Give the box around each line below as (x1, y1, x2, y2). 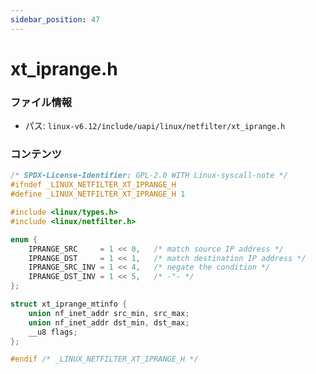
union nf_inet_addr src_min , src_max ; (28, 308, 190, 318)
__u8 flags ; (28, 327, 78, 337)
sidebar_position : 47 (10, 14, 101, 25)
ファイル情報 (10, 95, 73, 109)
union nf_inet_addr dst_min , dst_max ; (28, 317, 190, 328)
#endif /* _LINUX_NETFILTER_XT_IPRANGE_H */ (10, 354, 199, 365)
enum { (10, 234, 38, 245)
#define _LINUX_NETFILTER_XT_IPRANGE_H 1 (10, 189, 186, 200)
